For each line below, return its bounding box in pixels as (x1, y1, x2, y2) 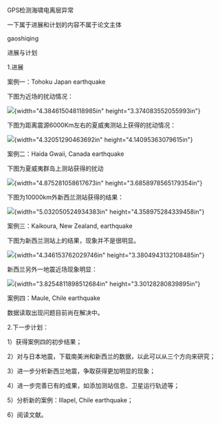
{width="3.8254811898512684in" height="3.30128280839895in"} (14, 280, 201, 288)
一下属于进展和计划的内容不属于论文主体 (7, 21, 122, 29)
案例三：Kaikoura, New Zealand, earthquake (7, 222, 133, 230)
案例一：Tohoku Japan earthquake (7, 78, 106, 86)
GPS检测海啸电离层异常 (7, 6, 74, 14)
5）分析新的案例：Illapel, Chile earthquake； (7, 396, 133, 404)
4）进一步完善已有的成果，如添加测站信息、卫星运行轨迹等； (7, 382, 180, 389)
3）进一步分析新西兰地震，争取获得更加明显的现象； (7, 367, 156, 375)
